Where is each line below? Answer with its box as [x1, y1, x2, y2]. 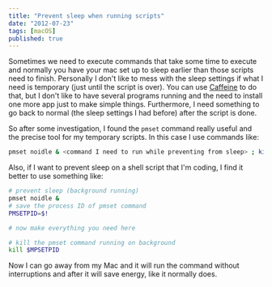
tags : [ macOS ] [8, 27, 57, 35]
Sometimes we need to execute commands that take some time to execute [8, 57, 257, 66]
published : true [8, 34, 63, 43]
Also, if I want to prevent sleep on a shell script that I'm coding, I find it [8, 162, 244, 172]
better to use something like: [8, 171, 104, 181]
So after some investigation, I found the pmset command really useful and [8, 124, 253, 133]
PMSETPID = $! [8, 209, 49, 217]
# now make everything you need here [8, 224, 136, 232]
